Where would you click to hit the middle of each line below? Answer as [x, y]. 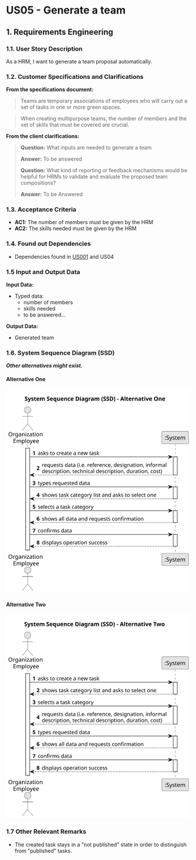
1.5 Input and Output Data [43, 272]
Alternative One [26, 379]
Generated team [34, 338]
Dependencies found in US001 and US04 [64, 256]
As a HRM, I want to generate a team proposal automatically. [79, 61]
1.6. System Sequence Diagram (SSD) [60, 352]
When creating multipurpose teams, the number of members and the [104, 119]
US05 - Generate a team [66, 10]
